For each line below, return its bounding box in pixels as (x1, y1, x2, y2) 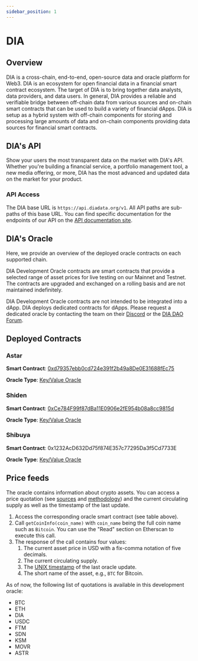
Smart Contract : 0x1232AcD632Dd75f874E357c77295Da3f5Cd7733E (6, 444, 177, 451)
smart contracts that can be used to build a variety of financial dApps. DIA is (6, 105, 192, 112)
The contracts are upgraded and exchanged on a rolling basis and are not (6, 280, 186, 287)
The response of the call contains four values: (14, 538, 127, 545)
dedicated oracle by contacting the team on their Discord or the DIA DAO (6, 310, 184, 317)
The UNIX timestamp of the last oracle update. (23, 563, 137, 570)
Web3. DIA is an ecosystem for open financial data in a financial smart (6, 79, 177, 87)
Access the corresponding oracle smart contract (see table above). (14, 513, 178, 520)
